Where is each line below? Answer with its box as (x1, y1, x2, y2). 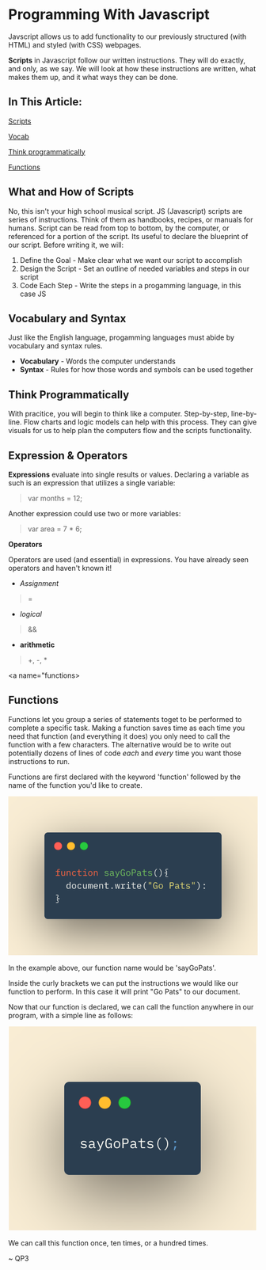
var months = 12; (27, 493, 83, 503)
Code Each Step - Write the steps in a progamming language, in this (19, 280, 241, 290)
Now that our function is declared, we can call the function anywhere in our (8, 1002, 254, 1011)
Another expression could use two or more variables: (8, 509, 181, 518)
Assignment (19, 579, 59, 587)
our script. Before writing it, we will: (8, 240, 124, 249)
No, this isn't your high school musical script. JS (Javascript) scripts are (8, 206, 243, 215)
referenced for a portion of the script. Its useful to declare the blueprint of (8, 231, 249, 241)
